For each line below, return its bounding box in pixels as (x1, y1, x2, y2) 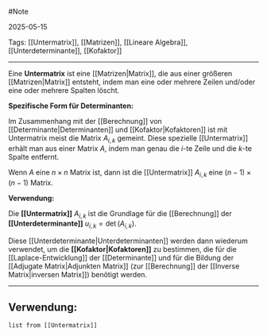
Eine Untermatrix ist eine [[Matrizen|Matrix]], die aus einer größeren (8, 69, 233, 78)
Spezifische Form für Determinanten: (8, 101, 133, 110)
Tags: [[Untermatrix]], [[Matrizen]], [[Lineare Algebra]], (8, 37, 188, 47)
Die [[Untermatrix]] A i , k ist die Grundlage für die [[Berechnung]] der (8, 208, 233, 220)
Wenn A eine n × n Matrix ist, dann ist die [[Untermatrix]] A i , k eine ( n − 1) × (8, 167, 252, 179)
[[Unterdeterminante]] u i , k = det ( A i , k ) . (8, 218, 137, 230)
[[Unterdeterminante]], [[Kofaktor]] (8, 46, 122, 55)
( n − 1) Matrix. (8, 178, 53, 187)
